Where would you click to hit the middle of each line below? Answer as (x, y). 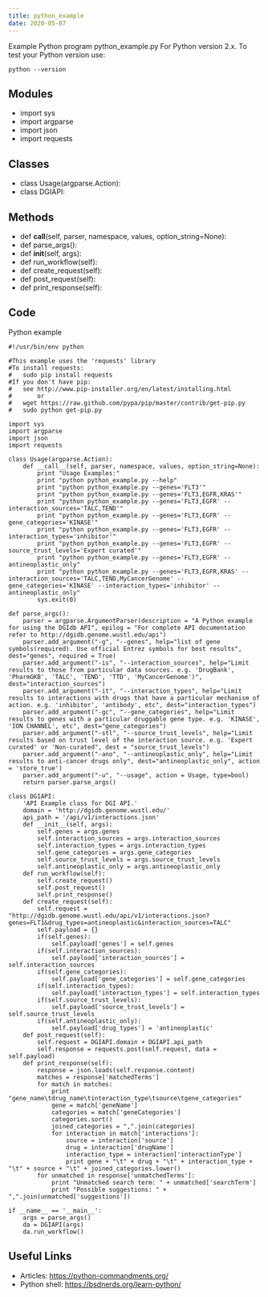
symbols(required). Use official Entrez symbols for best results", (125, 648)
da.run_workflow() (53, 1232)
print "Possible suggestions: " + (109, 1189)
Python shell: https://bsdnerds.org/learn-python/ (101, 1284)
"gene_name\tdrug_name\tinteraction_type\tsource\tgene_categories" (125, 1098)
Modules (31, 94)
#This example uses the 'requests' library (82, 361)
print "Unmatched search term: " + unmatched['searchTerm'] (154, 1182)
